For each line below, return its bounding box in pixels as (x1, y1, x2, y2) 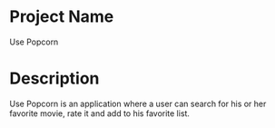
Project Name (9, 6, 114, 27)
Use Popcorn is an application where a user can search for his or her (9, 98, 267, 109)
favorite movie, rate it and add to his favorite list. (9, 107, 191, 119)
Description (9, 68, 100, 89)
